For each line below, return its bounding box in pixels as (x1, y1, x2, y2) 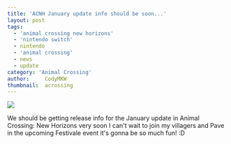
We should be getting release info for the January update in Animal (7, 114, 200, 122)
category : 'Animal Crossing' (7, 69, 92, 75)
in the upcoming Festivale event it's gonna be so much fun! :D (7, 129, 185, 137)
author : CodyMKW (7, 75, 68, 82)
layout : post (7, 17, 45, 24)
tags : (7, 23, 23, 30)
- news (13, 56, 33, 63)
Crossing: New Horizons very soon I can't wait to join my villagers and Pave (7, 122, 225, 130)
